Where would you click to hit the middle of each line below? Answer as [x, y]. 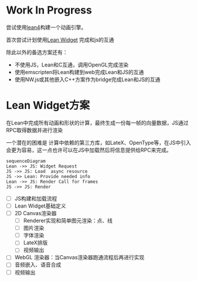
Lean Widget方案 [48, 106]
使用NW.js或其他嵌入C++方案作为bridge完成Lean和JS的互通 [87, 79]
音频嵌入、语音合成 [38, 265]
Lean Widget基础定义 [40, 206]
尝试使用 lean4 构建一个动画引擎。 [46, 27]
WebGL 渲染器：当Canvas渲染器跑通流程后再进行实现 [79, 257]
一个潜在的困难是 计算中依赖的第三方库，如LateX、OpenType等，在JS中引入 [98, 142]
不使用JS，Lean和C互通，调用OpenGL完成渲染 [72, 65]
